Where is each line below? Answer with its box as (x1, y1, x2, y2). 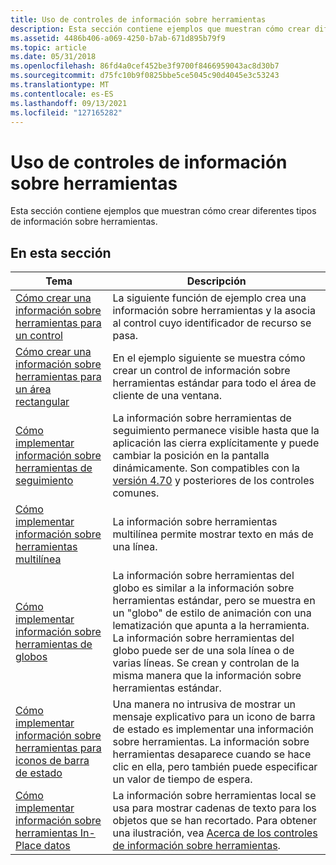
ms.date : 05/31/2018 (10, 52, 97, 62)
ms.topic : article (10, 42, 87, 53)
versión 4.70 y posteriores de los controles (112, 474, 315, 488)
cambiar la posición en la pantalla (112, 449, 270, 463)
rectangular (15, 395, 70, 409)
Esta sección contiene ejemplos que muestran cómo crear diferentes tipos (10, 205, 317, 217)
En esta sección (10, 244, 112, 261)
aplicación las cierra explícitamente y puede (112, 436, 320, 450)
